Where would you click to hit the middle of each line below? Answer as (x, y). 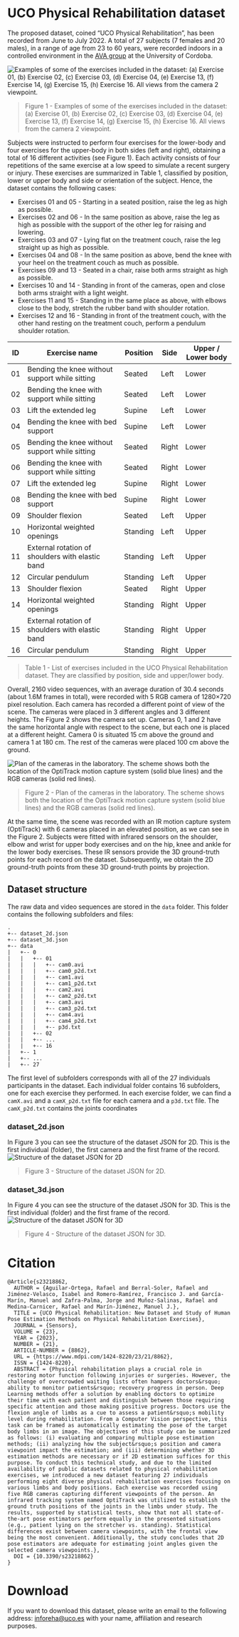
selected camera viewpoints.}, (54, 1550)
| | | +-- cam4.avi (46, 1014)
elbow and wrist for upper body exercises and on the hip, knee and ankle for (119, 844)
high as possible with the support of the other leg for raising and (112, 224)
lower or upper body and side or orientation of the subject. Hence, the (110, 180)
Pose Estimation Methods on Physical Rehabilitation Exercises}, (106, 1320)
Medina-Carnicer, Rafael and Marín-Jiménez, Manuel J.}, (94, 1307)
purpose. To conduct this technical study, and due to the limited (110, 1463)
